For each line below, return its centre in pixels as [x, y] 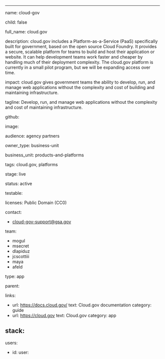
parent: [12, 286]
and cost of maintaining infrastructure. [44, 107]
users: [12, 343]
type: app [15, 276]
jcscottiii [21, 256]
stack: [15, 331]
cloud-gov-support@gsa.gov [41, 222]
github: [12, 117]
